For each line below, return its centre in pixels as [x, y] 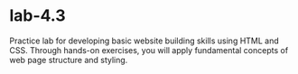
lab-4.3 [37, 16]
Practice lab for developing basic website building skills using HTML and [144, 41]
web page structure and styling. [69, 60]
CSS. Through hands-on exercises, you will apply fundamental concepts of [149, 50]
